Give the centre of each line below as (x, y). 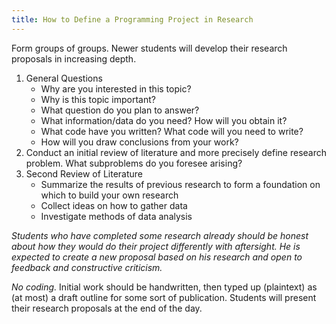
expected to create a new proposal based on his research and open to (157, 257)
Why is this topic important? (98, 99)
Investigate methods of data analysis (116, 216)
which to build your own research (109, 195)
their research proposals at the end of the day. (107, 308)
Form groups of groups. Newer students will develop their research (149, 48)
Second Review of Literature (84, 173)
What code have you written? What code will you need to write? (172, 131)
